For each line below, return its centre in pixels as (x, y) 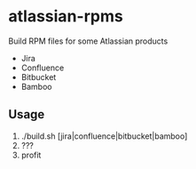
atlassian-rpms (66, 16)
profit (31, 155)
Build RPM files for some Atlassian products (88, 41)
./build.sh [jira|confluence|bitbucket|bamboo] (104, 136)
